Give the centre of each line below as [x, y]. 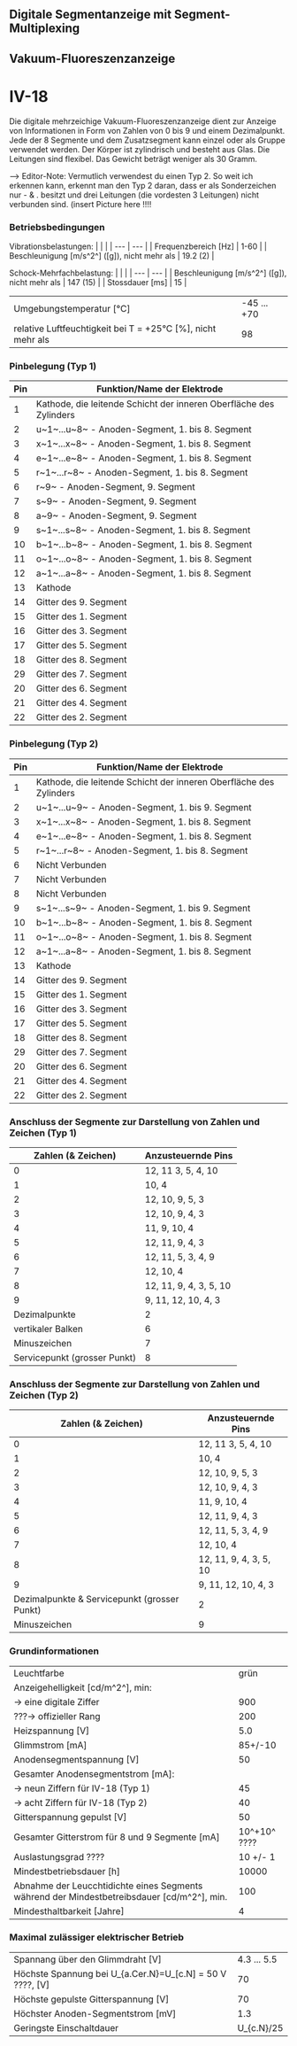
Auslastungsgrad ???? [59, 1856]
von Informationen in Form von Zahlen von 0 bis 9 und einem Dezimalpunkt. [147, 130]
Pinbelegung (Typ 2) [54, 744]
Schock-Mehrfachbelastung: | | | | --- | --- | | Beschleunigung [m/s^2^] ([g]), [148, 273]
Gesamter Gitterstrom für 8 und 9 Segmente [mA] [117, 1837]
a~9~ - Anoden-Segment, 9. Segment [116, 515]
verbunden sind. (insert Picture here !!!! [80, 204]
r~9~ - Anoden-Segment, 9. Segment [116, 487]
